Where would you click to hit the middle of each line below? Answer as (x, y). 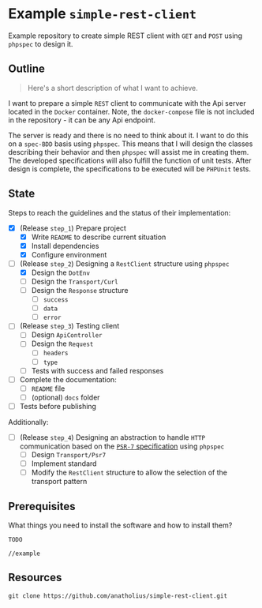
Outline (26, 69)
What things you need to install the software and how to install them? (120, 525)
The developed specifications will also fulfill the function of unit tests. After (130, 160)
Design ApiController (67, 335)
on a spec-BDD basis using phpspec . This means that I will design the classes (131, 144)
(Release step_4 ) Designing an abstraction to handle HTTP (112, 437)
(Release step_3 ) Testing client (69, 326)
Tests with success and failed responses (97, 370)
